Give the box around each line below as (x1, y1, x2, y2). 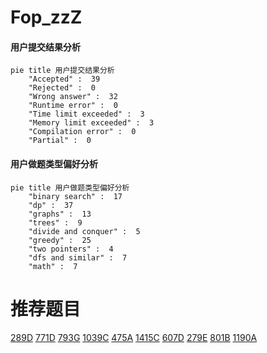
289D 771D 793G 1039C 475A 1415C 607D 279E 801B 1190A (10, 331, 258, 343)
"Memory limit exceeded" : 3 (28, 118, 155, 128)
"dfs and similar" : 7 (28, 252, 128, 263)
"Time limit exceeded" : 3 (28, 109, 145, 120)
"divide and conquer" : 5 (28, 226, 141, 236)
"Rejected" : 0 (28, 83, 97, 93)
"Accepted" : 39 (28, 74, 101, 85)
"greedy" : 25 (28, 235, 92, 245)
